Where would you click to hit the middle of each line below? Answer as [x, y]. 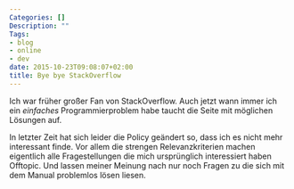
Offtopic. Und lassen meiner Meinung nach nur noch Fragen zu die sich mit [147, 165]
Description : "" [39, 26]
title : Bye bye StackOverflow [65, 76]
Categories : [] [37, 17]
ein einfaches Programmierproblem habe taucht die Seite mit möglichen [141, 110]
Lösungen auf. [36, 119]
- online [25, 51]
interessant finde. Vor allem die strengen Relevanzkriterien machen [132, 146]
